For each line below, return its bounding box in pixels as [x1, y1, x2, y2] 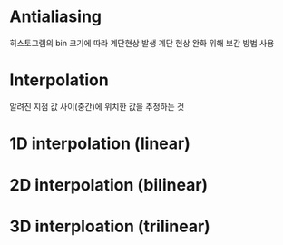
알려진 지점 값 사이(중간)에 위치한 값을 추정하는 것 [9, 101, 185, 112]
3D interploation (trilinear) [9, 216, 210, 237]
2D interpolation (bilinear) [9, 175, 209, 196]
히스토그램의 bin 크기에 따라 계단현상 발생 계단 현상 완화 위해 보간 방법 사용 [9, 37, 275, 48]
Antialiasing [9, 6, 102, 27]
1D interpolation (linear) [9, 133, 190, 154]
